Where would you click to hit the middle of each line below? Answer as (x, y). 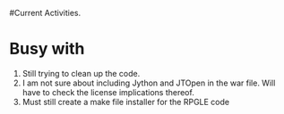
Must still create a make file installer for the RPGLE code (126, 102)
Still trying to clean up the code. (81, 73)
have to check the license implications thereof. (108, 92)
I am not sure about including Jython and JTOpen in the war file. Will (149, 83)
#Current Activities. (45, 13)
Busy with (47, 49)
